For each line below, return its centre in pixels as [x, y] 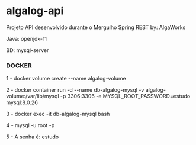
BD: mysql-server [28, 50]
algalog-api [35, 11]
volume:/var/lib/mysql [33, 96]
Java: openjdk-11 [27, 38]
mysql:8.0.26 [22, 102]
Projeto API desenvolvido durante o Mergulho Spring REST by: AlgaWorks [96, 27]
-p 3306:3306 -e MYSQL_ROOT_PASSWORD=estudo [125, 96]
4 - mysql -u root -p [30, 125]
